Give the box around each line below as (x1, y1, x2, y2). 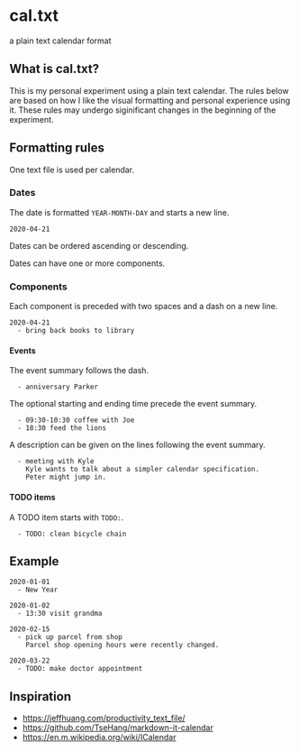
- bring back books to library (17, 326, 135, 335)
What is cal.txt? (9, 61, 100, 77)
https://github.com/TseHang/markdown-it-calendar (22, 722, 213, 733)
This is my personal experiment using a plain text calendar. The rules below (9, 85, 290, 96)
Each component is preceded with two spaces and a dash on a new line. (9, 301, 278, 312)
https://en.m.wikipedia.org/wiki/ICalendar (22, 732, 177, 743)
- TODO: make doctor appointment (17, 664, 143, 673)
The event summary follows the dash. (9, 365, 149, 376)
